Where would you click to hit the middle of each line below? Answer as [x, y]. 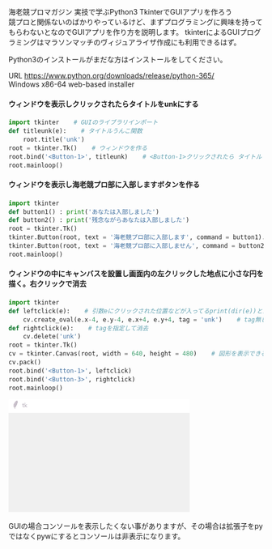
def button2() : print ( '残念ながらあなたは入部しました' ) [99, 220]
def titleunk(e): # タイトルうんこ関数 [76, 131]
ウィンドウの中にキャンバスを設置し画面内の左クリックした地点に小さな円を [136, 274]
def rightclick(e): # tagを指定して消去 [79, 328]
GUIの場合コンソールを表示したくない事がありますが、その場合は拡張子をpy [136, 526]
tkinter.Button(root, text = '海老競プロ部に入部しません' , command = [122, 246]
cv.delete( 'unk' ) [52, 337]
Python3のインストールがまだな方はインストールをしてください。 [118, 60]
